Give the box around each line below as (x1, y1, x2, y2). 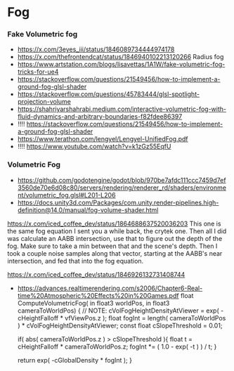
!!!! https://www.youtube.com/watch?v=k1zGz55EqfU (17, 142, 171, 151)
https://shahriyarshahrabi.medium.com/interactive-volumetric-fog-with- (17, 105, 227, 113)
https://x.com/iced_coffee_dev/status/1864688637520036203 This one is (7, 219, 221, 228)
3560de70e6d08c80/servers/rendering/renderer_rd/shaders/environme (17, 183, 227, 192)
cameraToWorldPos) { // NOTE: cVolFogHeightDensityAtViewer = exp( (17, 306, 219, 315)
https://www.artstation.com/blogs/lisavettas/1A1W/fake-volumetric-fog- (17, 60, 226, 69)
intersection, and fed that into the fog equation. (7, 256, 144, 265)
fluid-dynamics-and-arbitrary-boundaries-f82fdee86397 (17, 112, 183, 121)
